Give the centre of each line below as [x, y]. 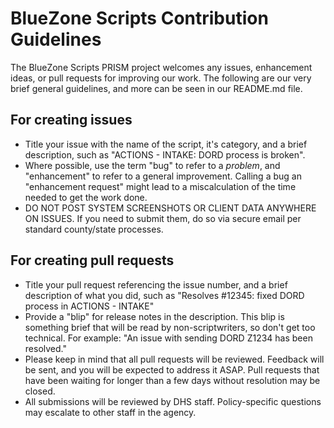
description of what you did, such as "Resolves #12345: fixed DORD [164, 295]
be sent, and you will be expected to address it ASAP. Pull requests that [172, 369]
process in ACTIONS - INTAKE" [89, 306]
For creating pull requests [92, 260]
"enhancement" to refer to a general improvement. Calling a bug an [163, 176]
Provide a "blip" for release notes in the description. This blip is [154, 316]
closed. [40, 391]
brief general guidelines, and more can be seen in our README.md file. [156, 88]
